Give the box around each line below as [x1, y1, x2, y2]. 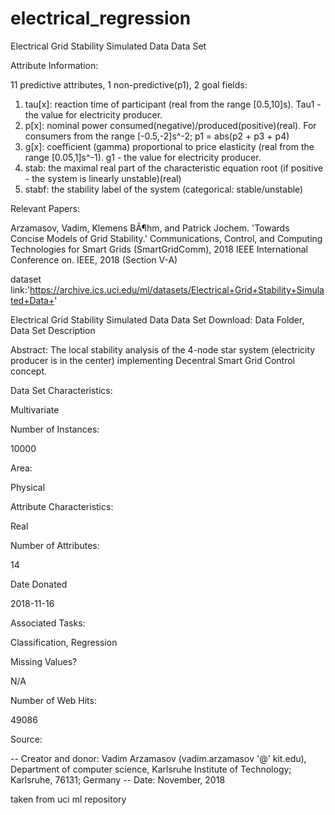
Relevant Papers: [10, 202, 80, 214]
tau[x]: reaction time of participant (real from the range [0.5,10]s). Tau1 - [24, 98, 322, 110]
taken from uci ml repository [10, 793, 127, 805]
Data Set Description [10, 324, 96, 336]
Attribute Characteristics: [10, 500, 114, 512]
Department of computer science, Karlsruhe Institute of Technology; [10, 763, 292, 775]
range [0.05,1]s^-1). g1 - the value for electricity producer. [24, 151, 262, 163]
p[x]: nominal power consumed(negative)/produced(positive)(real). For [24, 119, 317, 131]
